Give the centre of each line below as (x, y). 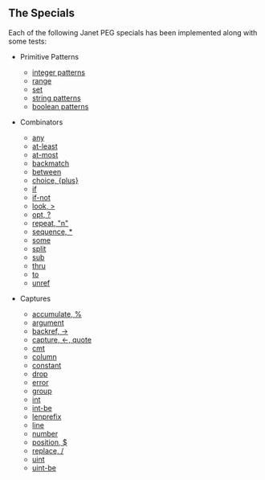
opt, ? (41, 214)
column (45, 356)
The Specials (41, 13)
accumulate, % (57, 314)
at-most (45, 154)
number (45, 433)
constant (47, 365)
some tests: (28, 41)
